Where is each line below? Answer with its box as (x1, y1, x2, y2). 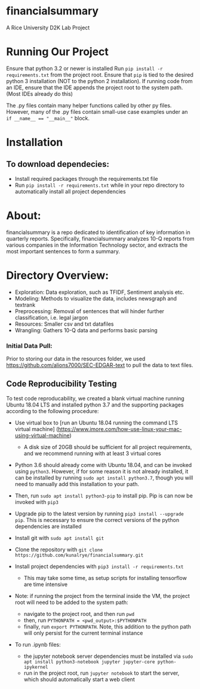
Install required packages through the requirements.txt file (14, 175, 158, 182)
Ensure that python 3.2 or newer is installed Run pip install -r (6, 65, 163, 72)
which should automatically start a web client (23, 675, 136, 683)
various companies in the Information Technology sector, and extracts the (6, 241, 188, 248)
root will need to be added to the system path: (14, 599, 128, 606)
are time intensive (23, 581, 68, 588)
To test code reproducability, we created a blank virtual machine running (6, 394, 185, 402)
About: (6, 209, 41, 223)
